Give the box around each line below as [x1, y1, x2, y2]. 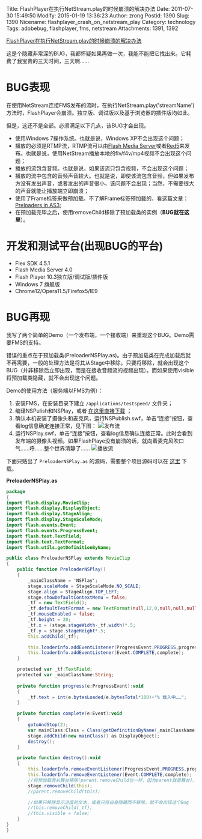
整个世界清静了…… [44, 444, 90, 452]
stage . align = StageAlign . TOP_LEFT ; [28, 589, 120, 595]
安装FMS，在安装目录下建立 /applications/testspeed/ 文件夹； [14, 399, 173, 407]
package [6, 488, 26, 494]
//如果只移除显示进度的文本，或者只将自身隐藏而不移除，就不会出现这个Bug [28, 799, 189, 805]
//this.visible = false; [28, 810, 90, 817]
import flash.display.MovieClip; [6, 500, 90, 506]
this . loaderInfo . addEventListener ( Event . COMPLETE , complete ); [28, 650, 185, 656]
